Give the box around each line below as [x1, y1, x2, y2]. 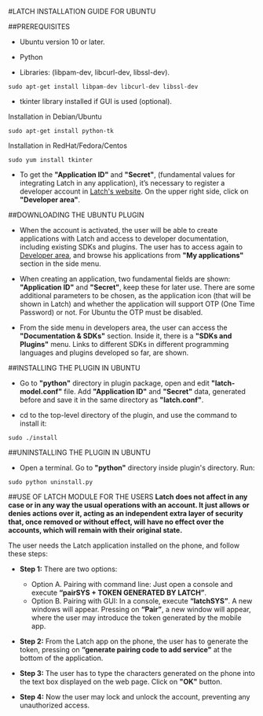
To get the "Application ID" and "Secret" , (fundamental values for [19, 170, 236, 179]
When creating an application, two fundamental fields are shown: [19, 275, 231, 283]
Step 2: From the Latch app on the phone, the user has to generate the [19, 637, 249, 646]
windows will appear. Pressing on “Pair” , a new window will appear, [31, 605, 251, 614]
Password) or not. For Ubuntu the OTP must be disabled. [19, 308, 203, 317]
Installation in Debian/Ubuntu [8, 112, 102, 121]
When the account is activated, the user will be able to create [19, 226, 218, 234]
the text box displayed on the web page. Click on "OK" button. [19, 677, 222, 686]
